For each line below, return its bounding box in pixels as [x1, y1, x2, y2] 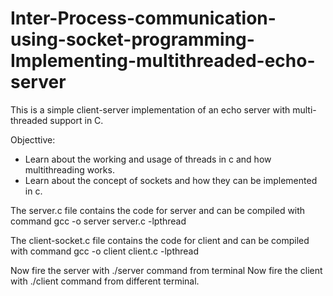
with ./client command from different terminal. [10, 275, 200, 287]
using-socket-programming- [10, 28, 255, 51]
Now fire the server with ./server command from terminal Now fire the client [10, 264, 323, 276]
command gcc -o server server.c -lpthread [10, 215, 187, 227]
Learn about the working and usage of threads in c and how [24, 153, 272, 165]
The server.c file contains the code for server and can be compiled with [10, 204, 306, 216]
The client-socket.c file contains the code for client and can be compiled [10, 234, 310, 246]
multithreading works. [24, 163, 115, 176]
